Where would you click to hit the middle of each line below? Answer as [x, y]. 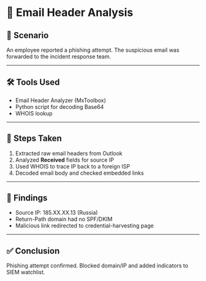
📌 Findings [27, 198]
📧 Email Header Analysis [70, 13]
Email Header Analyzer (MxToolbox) [60, 100]
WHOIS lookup [34, 113]
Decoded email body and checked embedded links [79, 173]
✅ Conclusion [33, 251]
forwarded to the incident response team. [59, 57]
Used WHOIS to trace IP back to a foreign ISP [73, 166]
